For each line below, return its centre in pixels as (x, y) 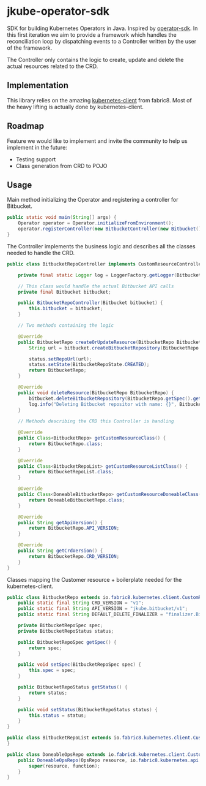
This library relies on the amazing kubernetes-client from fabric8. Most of (99, 100)
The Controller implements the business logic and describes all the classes (101, 246)
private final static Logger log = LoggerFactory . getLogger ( (97, 275)
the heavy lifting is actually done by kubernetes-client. (75, 107)
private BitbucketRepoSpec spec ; (61, 625)
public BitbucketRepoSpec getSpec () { (67, 642)
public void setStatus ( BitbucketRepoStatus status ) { (88, 709)
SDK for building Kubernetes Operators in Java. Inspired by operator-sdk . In (102, 28)
